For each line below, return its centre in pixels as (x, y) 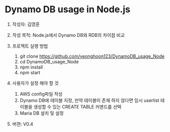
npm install (31, 67)
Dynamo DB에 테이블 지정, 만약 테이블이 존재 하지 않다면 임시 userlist (89, 100)
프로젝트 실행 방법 (30, 46)
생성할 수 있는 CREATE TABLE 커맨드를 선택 (77, 106)
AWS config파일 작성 (41, 94)
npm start (30, 72)
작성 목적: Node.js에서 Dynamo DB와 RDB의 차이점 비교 (68, 35)
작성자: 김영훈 (26, 24)
